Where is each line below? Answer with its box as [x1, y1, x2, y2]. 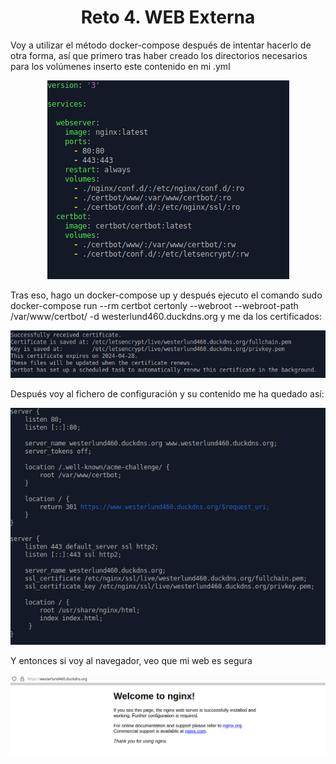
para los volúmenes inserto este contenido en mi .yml [10, 60, 231, 72]
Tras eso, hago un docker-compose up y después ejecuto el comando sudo [10, 289, 323, 301]
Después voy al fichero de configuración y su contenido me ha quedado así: [10, 387, 325, 400]
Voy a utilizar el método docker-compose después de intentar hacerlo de [10, 39, 312, 51]
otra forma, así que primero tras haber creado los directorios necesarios [10, 49, 308, 61]
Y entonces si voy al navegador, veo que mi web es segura [10, 655, 253, 667]
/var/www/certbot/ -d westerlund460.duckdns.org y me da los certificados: [10, 310, 322, 322]
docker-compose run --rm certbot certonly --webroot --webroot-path [10, 299, 299, 311]
